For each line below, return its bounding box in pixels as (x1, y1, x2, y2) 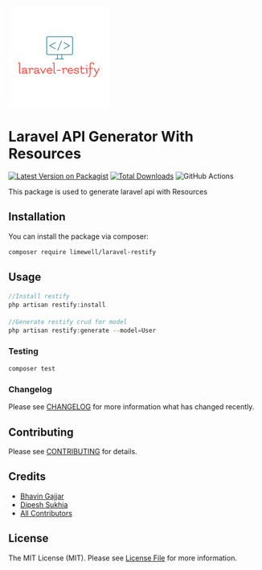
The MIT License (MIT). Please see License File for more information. (8, 553, 237, 563)
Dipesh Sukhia (19, 499, 68, 509)
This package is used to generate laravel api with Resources (8, 187, 207, 196)
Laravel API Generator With (8, 128, 194, 146)
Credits (8, 470, 47, 484)
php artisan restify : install (8, 301, 106, 310)
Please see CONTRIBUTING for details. (8, 447, 138, 457)
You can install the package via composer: (8, 232, 149, 241)
